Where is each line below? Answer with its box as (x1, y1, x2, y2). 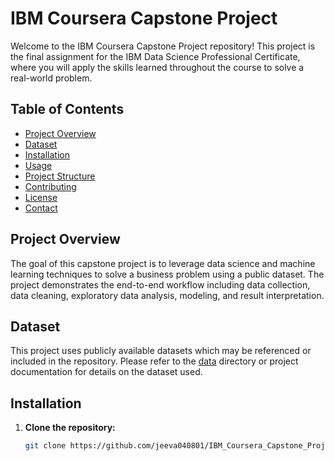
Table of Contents (10, 101, 125, 118)
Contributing (24, 180, 77, 192)
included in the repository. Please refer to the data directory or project (10, 355, 299, 367)
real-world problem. (10, 72, 93, 84)
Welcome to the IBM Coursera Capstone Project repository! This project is (10, 40, 316, 52)
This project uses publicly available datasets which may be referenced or (10, 345, 312, 357)
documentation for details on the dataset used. (10, 366, 203, 378)
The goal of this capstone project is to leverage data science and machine (10, 257, 316, 269)
